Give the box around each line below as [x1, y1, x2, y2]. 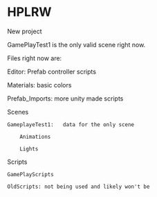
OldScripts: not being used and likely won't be [7, 183, 150, 190]
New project [7, 27, 42, 35]
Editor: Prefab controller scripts [7, 67, 97, 76]
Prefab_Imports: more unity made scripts [7, 94, 124, 103]
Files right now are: [7, 53, 62, 62]
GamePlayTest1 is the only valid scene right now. [7, 40, 146, 49]
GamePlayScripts [7, 171, 54, 178]
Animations [19, 133, 51, 140]
